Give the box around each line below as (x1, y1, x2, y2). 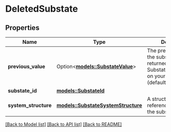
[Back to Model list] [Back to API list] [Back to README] (5, 121, 122, 127)
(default (147, 79, 166, 86)
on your (147, 72, 165, 80)
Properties (5, 23, 40, 32)
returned (147, 60, 168, 67)
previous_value (8, 63, 46, 70)
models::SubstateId (56, 87, 105, 94)
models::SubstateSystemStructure (56, 102, 142, 109)
